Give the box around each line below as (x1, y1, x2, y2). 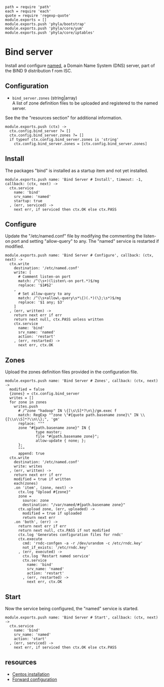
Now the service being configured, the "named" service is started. (5, 606, 139, 611)
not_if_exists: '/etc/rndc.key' (22, 545, 89, 550)
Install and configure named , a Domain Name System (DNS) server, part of (5, 63, 155, 68)
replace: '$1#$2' (18, 283, 54, 288)
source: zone (22, 498, 49, 503)
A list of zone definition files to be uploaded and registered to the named (12, 100, 158, 106)
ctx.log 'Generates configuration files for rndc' (18, 533, 123, 537)
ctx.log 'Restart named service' (22, 554, 91, 559)
